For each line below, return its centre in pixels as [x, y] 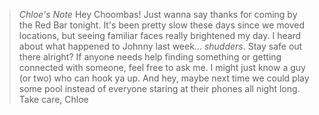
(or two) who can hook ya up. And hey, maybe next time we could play [164, 78]
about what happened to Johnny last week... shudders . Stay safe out [160, 46]
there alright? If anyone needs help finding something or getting [150, 57]
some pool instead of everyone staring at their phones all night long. [159, 88]
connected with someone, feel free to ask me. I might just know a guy [162, 67]
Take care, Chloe [53, 99]
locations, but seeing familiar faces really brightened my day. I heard [160, 35]
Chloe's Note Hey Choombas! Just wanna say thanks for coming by [158, 14]
